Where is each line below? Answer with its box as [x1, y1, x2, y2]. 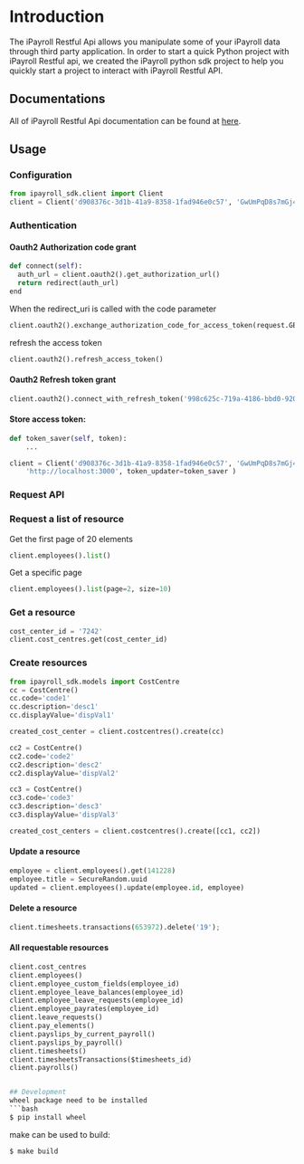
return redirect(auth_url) [17, 279, 119, 288]
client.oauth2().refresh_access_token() [9, 355, 165, 364]
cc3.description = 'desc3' [9, 802, 103, 811]
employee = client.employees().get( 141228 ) [9, 866, 176, 875]
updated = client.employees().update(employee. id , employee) [9, 883, 245, 892]
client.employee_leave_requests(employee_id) [9, 996, 184, 1006]
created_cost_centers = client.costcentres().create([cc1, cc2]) [9, 826, 261, 835]
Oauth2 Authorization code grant [9, 242, 138, 253]
